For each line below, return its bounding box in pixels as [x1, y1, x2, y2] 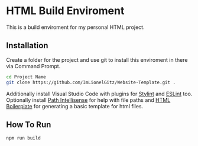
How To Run [6, 120, 51, 130]
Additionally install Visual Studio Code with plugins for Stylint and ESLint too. [6, 90, 193, 97]
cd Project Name [6, 74, 46, 80]
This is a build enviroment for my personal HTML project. [6, 24, 145, 31]
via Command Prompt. [6, 62, 61, 69]
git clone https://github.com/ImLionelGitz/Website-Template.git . [6, 79, 176, 85]
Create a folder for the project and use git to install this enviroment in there [6, 56, 188, 63]
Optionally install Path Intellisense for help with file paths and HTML [6, 96, 171, 104]
